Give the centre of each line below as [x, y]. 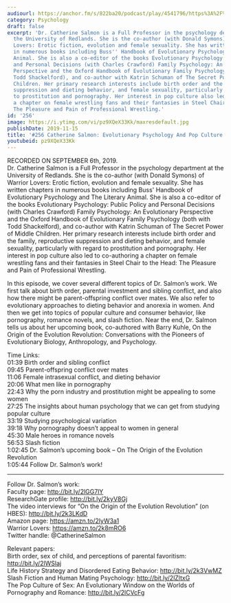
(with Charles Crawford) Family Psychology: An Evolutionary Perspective [110, 212]
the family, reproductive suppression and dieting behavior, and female [106, 241]
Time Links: [23, 355]
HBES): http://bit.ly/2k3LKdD [47, 514]
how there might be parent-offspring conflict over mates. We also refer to [111, 298]
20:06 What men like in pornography [59, 385]
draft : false [26, 26]
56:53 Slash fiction [34, 443]
